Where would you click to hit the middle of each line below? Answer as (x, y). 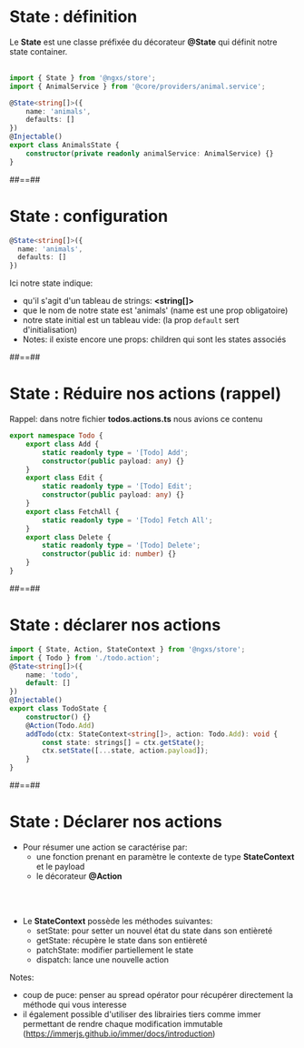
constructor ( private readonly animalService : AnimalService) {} (150, 153)
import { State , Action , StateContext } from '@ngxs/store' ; (127, 649)
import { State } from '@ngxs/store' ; (83, 78)
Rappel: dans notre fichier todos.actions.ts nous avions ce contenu (136, 419)
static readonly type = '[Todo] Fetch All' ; (127, 520)
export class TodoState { (58, 709)
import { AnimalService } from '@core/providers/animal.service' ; (137, 86)
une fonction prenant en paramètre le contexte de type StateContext (165, 856)
